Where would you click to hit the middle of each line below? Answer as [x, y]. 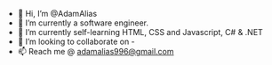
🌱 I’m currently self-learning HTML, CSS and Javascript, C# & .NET [140, 32]
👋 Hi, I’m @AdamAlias [57, 14]
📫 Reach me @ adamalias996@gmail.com [96, 51]
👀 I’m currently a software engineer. [83, 23]
